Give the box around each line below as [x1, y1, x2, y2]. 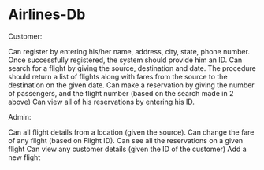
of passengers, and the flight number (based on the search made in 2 [8, 88, 234, 98]
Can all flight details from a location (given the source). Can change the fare [8, 128, 255, 137]
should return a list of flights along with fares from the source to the [8, 72, 228, 81]
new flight [8, 152, 41, 162]
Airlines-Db [8, 6, 86, 24]
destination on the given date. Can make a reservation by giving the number [8, 80, 255, 90]
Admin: [8, 112, 32, 121]
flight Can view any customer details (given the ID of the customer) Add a [8, 144, 247, 153]
